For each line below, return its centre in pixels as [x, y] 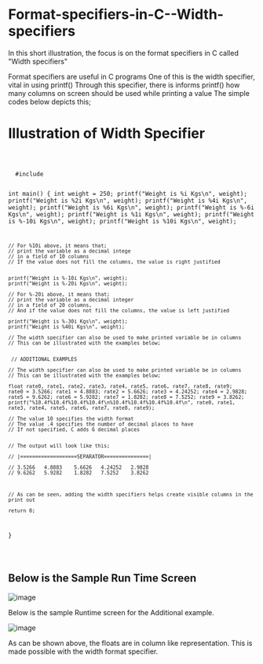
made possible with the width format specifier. [83, 651]
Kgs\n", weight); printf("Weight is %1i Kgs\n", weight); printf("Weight [131, 214]
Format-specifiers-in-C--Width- [116, 15]
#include [29, 174]
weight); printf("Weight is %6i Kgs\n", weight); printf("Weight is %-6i [131, 207]
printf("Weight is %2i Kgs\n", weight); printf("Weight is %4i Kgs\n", [128, 201]
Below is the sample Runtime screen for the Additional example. [111, 612]
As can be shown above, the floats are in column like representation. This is [130, 643]
